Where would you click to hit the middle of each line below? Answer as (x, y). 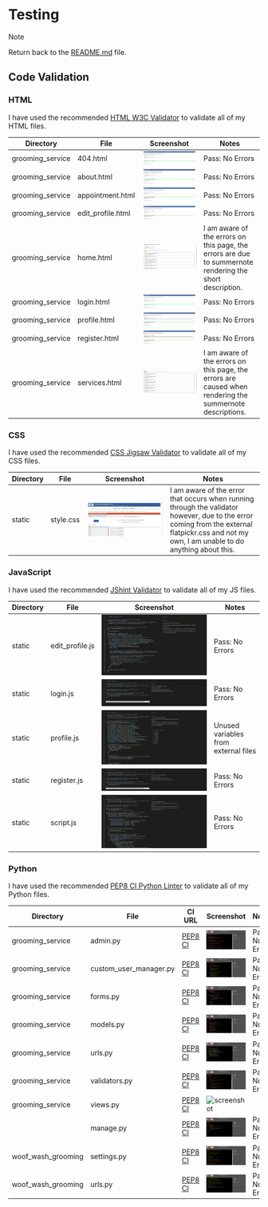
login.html (93, 301)
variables (229, 733)
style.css (65, 520)
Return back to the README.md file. (67, 52)
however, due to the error (212, 515)
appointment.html (106, 195)
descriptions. (225, 412)
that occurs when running (212, 498)
